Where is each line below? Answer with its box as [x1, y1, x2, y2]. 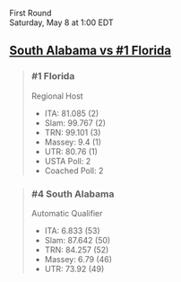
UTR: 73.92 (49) [44, 263, 105, 274]
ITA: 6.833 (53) [44, 225, 100, 236]
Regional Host [30, 90, 83, 101]
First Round [9, 8, 52, 18]
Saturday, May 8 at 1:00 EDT [9, 17, 114, 28]
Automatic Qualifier [30, 207, 103, 218]
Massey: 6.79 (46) [44, 253, 112, 264]
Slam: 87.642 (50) [44, 234, 111, 245]
